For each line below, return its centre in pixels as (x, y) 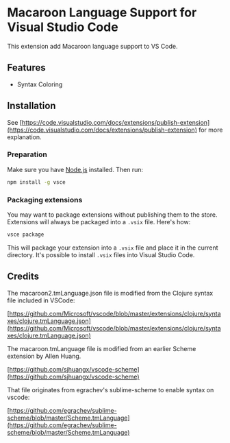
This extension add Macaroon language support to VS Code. (92, 46)
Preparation (27, 154)
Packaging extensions (45, 200)
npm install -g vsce (37, 182)
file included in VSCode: (41, 300)
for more (210, 130)
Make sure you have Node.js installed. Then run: (75, 169)
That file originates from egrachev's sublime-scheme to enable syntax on (111, 390)
